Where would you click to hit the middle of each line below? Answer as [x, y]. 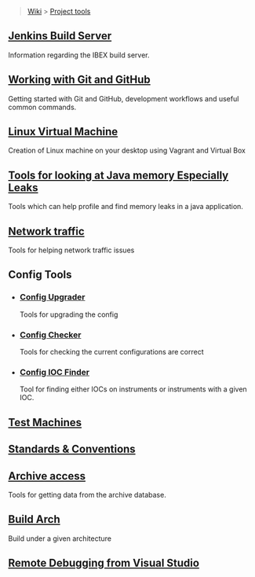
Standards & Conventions [72, 449]
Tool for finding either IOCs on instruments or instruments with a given [133, 389]
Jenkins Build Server [60, 36]
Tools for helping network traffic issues [71, 250]
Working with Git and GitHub [79, 80]
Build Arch [34, 519]
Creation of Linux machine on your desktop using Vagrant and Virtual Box [127, 151]
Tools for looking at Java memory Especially [118, 175]
